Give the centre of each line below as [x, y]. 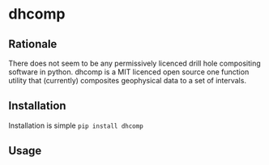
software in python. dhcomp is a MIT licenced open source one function [129, 72]
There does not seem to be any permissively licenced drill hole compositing [134, 63]
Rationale [33, 44]
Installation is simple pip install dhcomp [76, 125]
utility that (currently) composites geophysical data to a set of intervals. [128, 80]
